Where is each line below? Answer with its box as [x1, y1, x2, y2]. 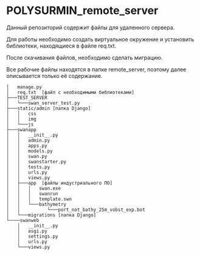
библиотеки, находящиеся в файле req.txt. [6, 42, 117, 49]
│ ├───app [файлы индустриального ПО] [6, 180, 113, 186]
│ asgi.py [17, 228, 47, 234]
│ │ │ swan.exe [6, 185, 61, 191]
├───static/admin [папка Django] [6, 105, 91, 112]
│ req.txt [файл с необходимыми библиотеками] [6, 89, 135, 95]
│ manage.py [6, 84, 43, 90]
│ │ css [6, 110, 36, 116]
